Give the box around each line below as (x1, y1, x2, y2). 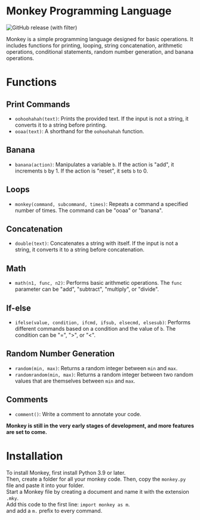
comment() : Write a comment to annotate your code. (14, 410, 141, 417)
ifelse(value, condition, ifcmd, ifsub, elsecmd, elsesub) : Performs (14, 319, 191, 326)
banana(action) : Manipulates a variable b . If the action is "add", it (14, 161, 174, 168)
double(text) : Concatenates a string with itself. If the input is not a (14, 240, 179, 247)
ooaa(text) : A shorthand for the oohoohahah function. (14, 127, 144, 135)
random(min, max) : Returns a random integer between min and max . (14, 364, 178, 371)
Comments (6, 395, 48, 405)
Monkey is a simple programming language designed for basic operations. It (6, 35, 193, 42)
